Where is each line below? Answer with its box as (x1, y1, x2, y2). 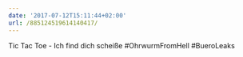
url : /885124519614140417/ (8, 19, 98, 27)
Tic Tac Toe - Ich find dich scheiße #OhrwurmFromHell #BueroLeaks (8, 40, 236, 50)
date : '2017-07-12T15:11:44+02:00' (8, 11, 127, 20)
